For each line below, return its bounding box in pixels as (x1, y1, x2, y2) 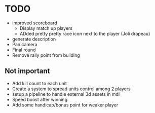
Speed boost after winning (12, 96, 68, 102)
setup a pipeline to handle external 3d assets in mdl (12, 91, 120, 97)
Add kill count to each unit (12, 80, 67, 86)
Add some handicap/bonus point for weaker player (12, 102, 119, 108)
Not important (5, 67, 50, 76)
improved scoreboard (12, 20, 58, 26)
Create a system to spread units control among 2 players (12, 86, 131, 92)
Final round (12, 47, 36, 53)
